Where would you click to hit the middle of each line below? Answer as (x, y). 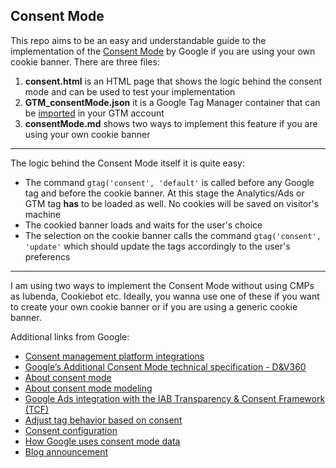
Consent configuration (71, 430)
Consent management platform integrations (114, 356)
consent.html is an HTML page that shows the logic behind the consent (173, 81)
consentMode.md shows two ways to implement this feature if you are (171, 123)
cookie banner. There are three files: (85, 61)
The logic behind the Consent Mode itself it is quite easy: (127, 163)
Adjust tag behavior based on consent (103, 420)
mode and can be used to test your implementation (130, 91)
